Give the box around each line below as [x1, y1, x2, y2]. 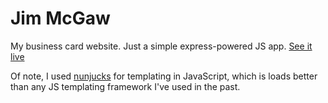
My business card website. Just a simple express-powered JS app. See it [10, 40, 313, 52]
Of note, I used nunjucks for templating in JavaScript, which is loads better [10, 70, 318, 82]
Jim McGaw [10, 7, 111, 30]
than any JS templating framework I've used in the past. [10, 80, 241, 92]
